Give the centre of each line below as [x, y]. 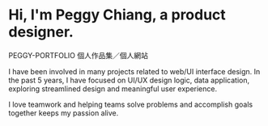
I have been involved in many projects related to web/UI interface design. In [134, 71]
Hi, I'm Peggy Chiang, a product [117, 15]
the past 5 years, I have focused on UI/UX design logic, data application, [129, 80]
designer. [41, 32]
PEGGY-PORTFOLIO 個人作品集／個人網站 [78, 55]
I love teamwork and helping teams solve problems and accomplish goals [131, 104]
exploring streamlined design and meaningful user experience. [113, 88]
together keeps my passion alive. [64, 113]
